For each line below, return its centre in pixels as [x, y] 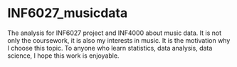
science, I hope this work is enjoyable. [63, 56]
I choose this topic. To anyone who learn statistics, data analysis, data [110, 48]
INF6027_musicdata [68, 13]
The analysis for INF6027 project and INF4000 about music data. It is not [115, 33]
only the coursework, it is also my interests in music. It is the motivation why [119, 40]
